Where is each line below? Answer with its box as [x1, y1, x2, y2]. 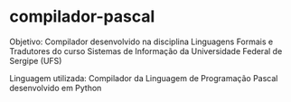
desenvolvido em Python [9, 82, 102, 93]
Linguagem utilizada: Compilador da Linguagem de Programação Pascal [9, 72, 278, 83]
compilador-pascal [9, 6, 155, 27]
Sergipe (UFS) [9, 55, 62, 66]
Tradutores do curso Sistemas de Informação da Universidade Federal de [9, 45, 283, 56]
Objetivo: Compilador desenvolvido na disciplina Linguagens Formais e [9, 36, 274, 47]
